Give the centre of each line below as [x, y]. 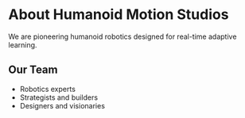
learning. [23, 44]
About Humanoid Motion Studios [119, 15]
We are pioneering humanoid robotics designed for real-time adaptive [122, 36]
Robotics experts [47, 89]
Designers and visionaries [62, 105]
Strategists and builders [58, 97]
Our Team [33, 70]
